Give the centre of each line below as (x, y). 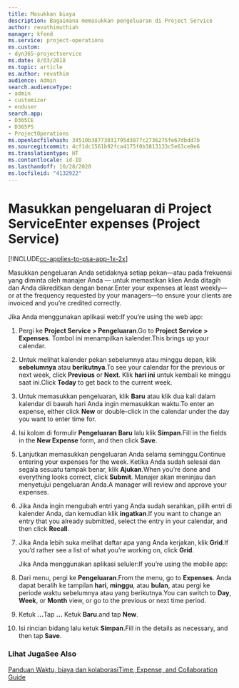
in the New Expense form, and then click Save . (88, 440)
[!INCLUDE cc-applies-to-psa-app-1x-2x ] (68, 258)
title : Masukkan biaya (42, 14)
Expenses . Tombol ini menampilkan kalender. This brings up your (114, 338)
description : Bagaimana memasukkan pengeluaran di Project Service (111, 21)
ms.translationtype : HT (44, 153)
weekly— (214, 288)
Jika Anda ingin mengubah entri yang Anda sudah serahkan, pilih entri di (125, 506)
